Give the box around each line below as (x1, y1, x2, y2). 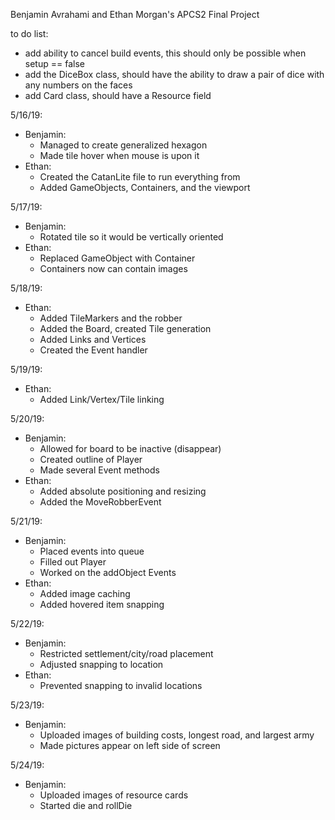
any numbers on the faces (24, 79, 133, 91)
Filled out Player (39, 556, 107, 568)
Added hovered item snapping (39, 599, 165, 610)
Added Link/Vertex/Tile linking (39, 394, 165, 405)
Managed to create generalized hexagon (39, 139, 208, 151)
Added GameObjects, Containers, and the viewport (39, 182, 251, 193)
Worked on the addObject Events (39, 567, 177, 578)
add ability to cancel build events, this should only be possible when (24, 47, 307, 59)
